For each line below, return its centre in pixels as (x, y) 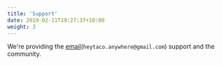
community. (24, 54)
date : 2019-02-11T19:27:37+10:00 (56, 20)
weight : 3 (22, 27)
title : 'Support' (33, 14)
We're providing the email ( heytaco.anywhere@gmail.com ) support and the (111, 47)
